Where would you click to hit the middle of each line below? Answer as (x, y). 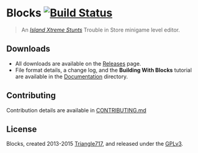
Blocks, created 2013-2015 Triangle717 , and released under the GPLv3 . (95, 144)
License (22, 129)
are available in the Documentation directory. (71, 76)
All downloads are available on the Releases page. (78, 63)
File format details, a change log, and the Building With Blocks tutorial (103, 70)
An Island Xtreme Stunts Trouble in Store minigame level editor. (101, 30)
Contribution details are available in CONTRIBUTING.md (76, 110)
